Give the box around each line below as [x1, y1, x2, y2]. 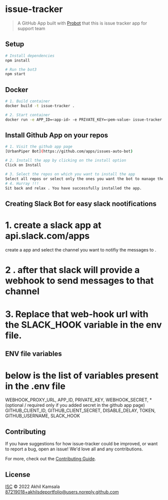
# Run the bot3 [5, 67, 37, 72]
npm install [5, 58, 30, 63]
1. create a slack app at [5, 219, 101, 231]
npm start [5, 72, 26, 77]
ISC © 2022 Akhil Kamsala [5, 483, 60, 489]
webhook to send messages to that [5, 275, 154, 286]
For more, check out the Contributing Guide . [5, 456, 96, 462]
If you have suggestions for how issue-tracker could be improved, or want [5, 441, 158, 447]
